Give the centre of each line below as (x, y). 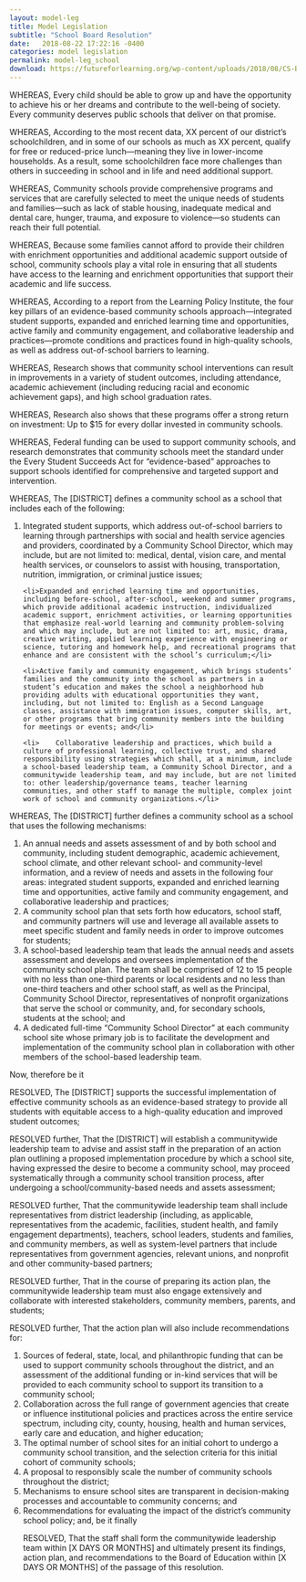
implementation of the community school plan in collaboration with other (158, 1047)
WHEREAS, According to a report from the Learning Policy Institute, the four (152, 301)
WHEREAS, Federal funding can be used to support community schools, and (153, 442)
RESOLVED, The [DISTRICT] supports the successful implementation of (143, 1092)
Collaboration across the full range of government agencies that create (156, 1404)
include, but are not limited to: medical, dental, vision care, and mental (154, 554)
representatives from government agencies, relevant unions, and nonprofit (149, 1253)
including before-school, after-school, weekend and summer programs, (159, 599)
